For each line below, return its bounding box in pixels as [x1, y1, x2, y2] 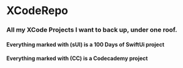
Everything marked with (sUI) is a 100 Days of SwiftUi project [6, 40, 165, 48]
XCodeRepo [6, 4, 69, 18]
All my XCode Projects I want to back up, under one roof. [6, 26, 177, 34]
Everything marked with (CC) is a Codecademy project [6, 55, 148, 62]
